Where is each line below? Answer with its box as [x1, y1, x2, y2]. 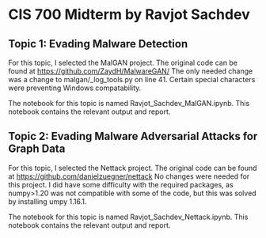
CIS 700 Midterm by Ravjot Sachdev [8, 6, 251, 24]
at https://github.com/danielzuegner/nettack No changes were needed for [8, 172, 250, 181]
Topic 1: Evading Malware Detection [8, 37, 188, 51]
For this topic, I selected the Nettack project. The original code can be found [8, 163, 257, 172]
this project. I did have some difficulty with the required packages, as [8, 179, 234, 189]
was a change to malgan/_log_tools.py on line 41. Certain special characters [8, 75, 256, 84]
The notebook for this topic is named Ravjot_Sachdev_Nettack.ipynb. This [8, 212, 249, 221]
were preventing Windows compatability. [8, 83, 142, 93]
